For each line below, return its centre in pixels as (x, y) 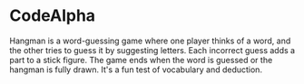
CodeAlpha (53, 16)
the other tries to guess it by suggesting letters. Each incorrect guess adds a (152, 50)
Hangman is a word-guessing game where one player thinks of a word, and (150, 41)
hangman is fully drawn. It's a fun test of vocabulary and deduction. (136, 70)
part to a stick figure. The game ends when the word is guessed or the (141, 60)
